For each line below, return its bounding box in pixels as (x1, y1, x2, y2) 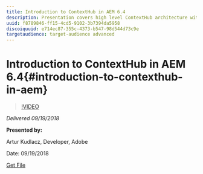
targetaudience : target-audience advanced (6, 31, 115, 37)
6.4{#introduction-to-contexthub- (6, 70, 183, 84)
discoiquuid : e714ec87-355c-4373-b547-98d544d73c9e (6, 25, 139, 32)
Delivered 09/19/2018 (6, 115, 59, 122)
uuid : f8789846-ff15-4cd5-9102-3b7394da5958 (6, 20, 120, 26)
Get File (6, 161, 26, 169)
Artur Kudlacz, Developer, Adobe (6, 138, 88, 146)
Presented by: (6, 126, 42, 134)
